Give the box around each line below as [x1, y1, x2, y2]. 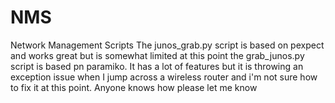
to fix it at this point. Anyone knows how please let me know [10, 81, 258, 93]
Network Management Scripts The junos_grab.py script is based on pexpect [10, 39, 325, 51]
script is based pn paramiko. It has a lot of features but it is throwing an [10, 60, 304, 72]
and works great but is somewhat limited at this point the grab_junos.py [10, 49, 305, 61]
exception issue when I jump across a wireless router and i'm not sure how [10, 71, 318, 83]
